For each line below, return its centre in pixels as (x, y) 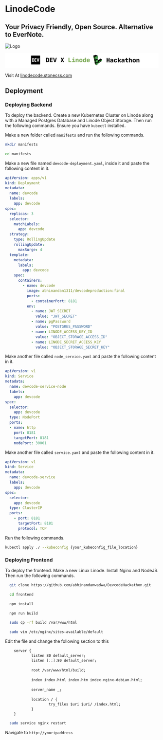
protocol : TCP (32, 528)
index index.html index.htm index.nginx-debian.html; (87, 680)
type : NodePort (25, 417)
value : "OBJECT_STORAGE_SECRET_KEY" (73, 347)
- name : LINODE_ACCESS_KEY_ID (62, 332)
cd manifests (18, 154)
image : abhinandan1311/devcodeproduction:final (76, 290)
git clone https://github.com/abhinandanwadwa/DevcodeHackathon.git (80, 585)
